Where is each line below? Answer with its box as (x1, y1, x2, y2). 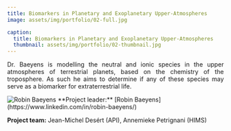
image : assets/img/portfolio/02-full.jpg (7, 16, 128, 23)
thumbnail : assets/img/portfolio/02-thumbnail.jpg (13, 42, 162, 49)
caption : (7, 29, 32, 36)
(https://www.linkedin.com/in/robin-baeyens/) (7, 103, 137, 111)
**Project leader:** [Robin (57, 95, 133, 104)
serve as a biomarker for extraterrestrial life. (7, 82, 132, 91)
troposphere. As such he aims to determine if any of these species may (7, 75, 224, 83)
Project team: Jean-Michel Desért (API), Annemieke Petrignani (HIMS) (7, 116, 208, 124)
